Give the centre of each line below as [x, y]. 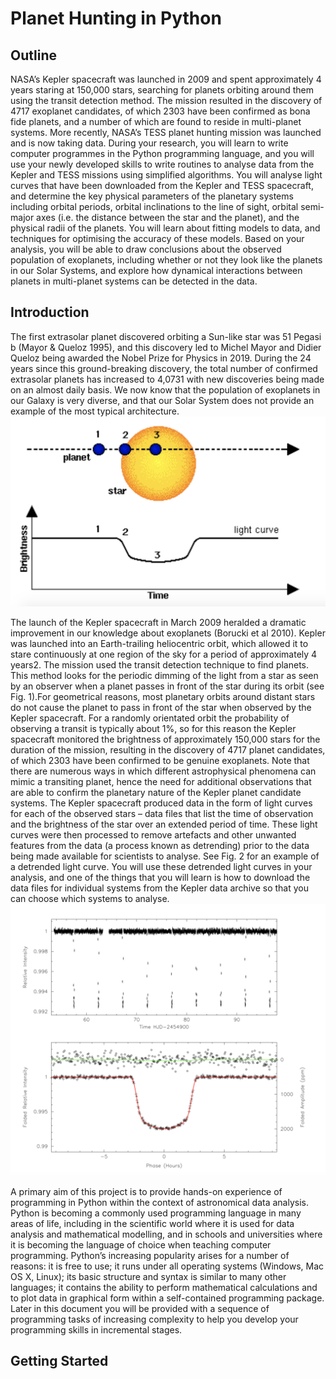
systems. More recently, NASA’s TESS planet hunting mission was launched [166, 132]
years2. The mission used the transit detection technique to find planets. [160, 664]
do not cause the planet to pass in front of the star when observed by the [161, 707]
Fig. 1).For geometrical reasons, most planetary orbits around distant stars [163, 696]
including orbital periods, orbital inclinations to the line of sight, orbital [154, 206]
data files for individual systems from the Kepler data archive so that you [159, 888]
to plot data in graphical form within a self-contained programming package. [167, 1298]
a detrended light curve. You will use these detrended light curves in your [161, 866]
